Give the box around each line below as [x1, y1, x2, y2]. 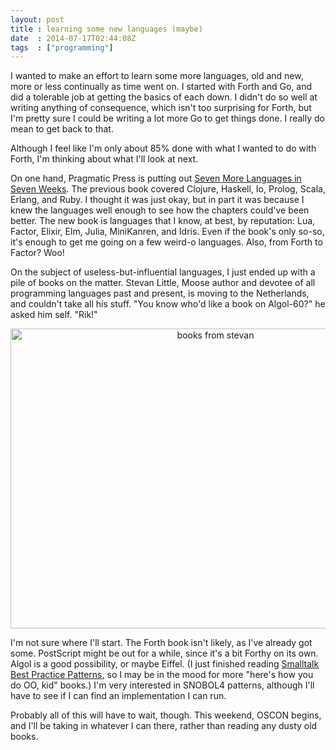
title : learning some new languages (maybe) [10, 24, 203, 34]
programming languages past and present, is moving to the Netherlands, [10, 287, 310, 300]
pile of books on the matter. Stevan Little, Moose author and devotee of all [10, 277, 316, 289]
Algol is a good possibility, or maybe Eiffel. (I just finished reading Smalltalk [10, 658, 320, 670]
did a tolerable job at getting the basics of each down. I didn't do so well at [10, 91, 318, 103]
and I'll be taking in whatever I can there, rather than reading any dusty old [10, 720, 318, 732]
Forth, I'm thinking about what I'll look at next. [10, 153, 199, 165]
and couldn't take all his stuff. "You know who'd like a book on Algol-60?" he [10, 298, 326, 310]
